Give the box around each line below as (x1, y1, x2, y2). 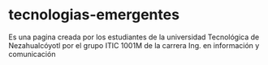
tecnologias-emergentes (8, 6, 180, 24)
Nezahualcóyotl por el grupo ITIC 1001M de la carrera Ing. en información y (8, 40, 260, 50)
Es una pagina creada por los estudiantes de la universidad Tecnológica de (8, 32, 260, 42)
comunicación (8, 49, 56, 59)
